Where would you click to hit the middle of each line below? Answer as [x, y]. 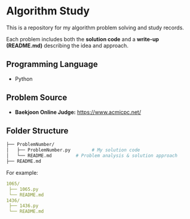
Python [24, 78]
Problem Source [37, 98]
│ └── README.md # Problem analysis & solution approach [92, 156]
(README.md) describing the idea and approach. [67, 45]
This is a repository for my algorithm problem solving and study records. [95, 28]
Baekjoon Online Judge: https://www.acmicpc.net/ [78, 112]
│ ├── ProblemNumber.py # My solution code [73, 150]
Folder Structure [37, 131]
